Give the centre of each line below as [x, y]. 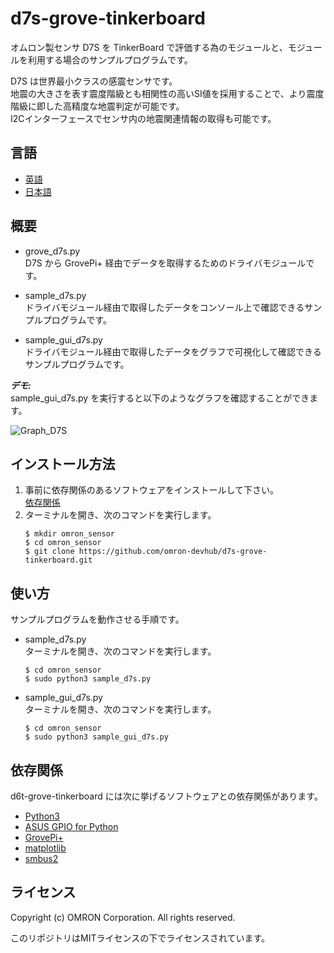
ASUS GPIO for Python [71, 826]
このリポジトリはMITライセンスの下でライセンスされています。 [140, 938]
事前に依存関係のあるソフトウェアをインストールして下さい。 [152, 490]
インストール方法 [63, 463]
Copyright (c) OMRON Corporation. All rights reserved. [123, 917]
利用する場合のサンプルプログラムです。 [110, 59]
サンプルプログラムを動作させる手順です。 [97, 619]
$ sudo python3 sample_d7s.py [88, 679]
